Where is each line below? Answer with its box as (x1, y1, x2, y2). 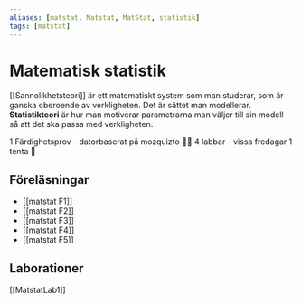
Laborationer (9, 261, 84, 276)
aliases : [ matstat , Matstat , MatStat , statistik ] (9, 13, 201, 23)
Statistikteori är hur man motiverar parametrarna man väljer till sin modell (9, 109, 285, 120)
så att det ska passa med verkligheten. (9, 119, 154, 130)
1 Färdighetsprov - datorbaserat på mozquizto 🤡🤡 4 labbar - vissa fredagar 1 (9, 136, 293, 147)
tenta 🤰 (9, 146, 36, 157)
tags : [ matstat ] (9, 22, 71, 31)
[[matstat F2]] (22, 206, 75, 216)
